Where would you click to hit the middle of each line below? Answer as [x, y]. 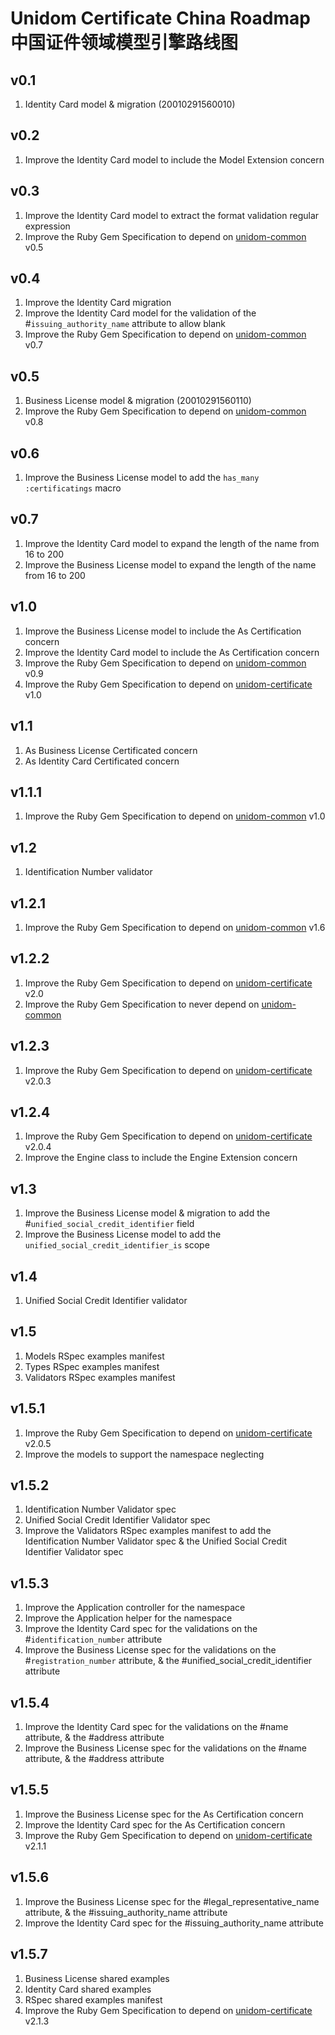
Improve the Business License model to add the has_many [142, 478]
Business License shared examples [97, 1978]
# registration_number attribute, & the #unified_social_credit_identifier [168, 1661]
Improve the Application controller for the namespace [135, 1608]
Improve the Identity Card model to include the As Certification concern [172, 652]
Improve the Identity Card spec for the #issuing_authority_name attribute [174, 1923]
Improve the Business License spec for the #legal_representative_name [172, 1901]
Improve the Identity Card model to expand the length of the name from [172, 543]
